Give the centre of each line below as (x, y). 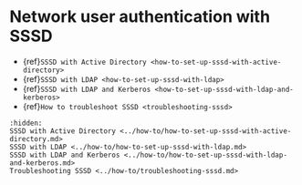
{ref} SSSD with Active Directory (85, 61)
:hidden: (26, 123)
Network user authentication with (140, 17)
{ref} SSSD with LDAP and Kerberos (87, 88)
